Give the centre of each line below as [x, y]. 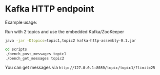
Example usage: [21, 22]
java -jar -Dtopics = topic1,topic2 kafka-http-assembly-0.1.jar [71, 40]
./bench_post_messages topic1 [36, 54]
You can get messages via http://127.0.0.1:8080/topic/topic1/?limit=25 [80, 67]
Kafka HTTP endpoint [50, 9]
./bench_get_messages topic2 [35, 58]
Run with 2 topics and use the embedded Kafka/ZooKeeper [65, 31]
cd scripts [16, 49]
